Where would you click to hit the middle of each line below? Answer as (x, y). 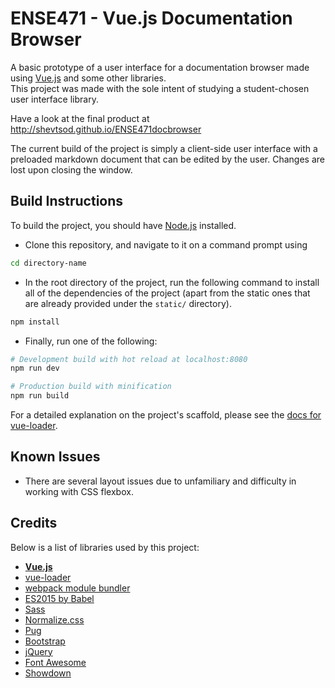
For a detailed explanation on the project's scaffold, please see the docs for (166, 415)
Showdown (48, 673)
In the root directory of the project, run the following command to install (172, 282)
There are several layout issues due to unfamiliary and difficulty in (160, 481)
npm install (35, 322)
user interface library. (54, 99)
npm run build (40, 396)
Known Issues (55, 457)
